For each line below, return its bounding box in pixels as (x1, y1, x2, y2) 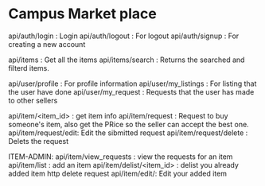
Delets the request (8, 136, 69, 145)
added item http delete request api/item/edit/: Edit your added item (8, 169, 227, 178)
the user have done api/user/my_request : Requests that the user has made (8, 87, 255, 96)
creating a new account (8, 39, 86, 48)
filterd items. (8, 63, 50, 72)
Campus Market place (8, 5, 157, 23)
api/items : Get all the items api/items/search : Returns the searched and (8, 55, 245, 64)
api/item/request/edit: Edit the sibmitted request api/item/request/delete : (8, 128, 248, 138)
